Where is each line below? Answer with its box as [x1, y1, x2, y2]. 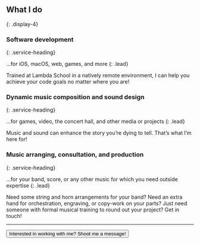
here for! [6, 136, 28, 143]
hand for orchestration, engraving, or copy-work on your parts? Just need [6, 199, 187, 207]
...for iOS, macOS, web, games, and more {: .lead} [6, 61, 129, 68]
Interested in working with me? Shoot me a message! [9, 230, 126, 237]
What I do [6, 5, 43, 15]
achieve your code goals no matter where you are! [6, 78, 130, 85]
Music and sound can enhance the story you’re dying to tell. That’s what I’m [6, 129, 192, 137]
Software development [6, 35, 74, 43]
